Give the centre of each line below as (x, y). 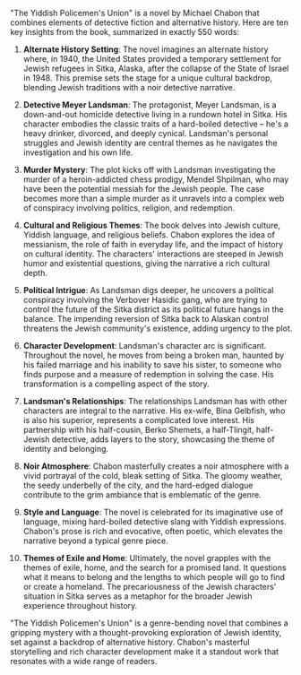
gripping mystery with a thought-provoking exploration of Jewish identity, (146, 632)
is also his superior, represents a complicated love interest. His (138, 420)
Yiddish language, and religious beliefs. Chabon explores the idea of (149, 235)
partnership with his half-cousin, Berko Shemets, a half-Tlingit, (138, 430)
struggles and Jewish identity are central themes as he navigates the (150, 143)
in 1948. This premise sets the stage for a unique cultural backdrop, (147, 78)
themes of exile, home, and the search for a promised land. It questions (155, 567)
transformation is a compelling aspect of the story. (116, 384)
